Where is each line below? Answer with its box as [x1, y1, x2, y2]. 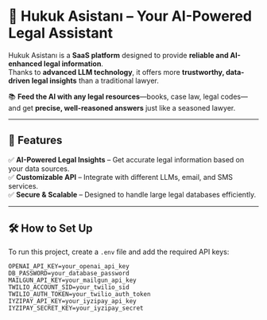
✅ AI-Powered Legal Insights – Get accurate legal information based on [8, 154, 245, 164]
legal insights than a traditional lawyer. [31, 76, 159, 85]
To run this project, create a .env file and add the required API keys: [8, 247, 230, 256]
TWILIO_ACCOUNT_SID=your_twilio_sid [8, 283, 130, 291]
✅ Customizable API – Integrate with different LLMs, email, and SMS [8, 172, 233, 181]
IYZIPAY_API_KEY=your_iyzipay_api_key [8, 297, 137, 305]
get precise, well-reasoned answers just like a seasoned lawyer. [22, 103, 236, 112]
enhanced [8, 59, 43, 68]
